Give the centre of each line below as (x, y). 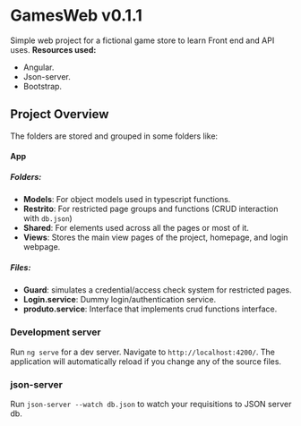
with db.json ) (47, 218)
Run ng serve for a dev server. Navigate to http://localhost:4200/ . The (143, 352)
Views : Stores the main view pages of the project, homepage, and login (155, 237)
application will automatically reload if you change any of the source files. (146, 361)
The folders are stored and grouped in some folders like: (114, 136)
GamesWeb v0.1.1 (76, 16)
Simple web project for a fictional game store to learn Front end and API (142, 40)
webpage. (42, 247)
